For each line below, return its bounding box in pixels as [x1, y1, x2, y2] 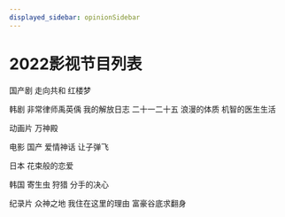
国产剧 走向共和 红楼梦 [9, 85, 91, 96]
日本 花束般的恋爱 [9, 160, 73, 171]
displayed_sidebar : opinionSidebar [9, 12, 141, 22]
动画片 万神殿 [9, 122, 58, 133]
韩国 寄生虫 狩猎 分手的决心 [9, 179, 109, 190]
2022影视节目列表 [9, 54, 142, 74]
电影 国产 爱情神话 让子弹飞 [9, 141, 109, 151]
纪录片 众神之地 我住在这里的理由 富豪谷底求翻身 [9, 198, 187, 208]
